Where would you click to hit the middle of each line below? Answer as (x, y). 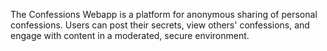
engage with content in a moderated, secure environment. (130, 35)
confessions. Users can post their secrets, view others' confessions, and (160, 25)
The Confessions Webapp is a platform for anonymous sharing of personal (164, 14)
